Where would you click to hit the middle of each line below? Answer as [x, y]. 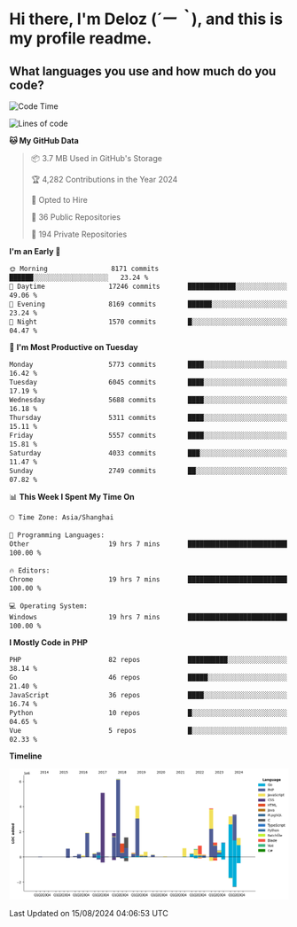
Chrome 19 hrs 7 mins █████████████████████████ [148, 580]
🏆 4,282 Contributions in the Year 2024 [104, 179]
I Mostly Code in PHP [49, 643]
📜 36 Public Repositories [76, 217]
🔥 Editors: [30, 571]
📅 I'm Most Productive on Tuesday [74, 347]
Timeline [26, 756]
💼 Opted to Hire [59, 200]
